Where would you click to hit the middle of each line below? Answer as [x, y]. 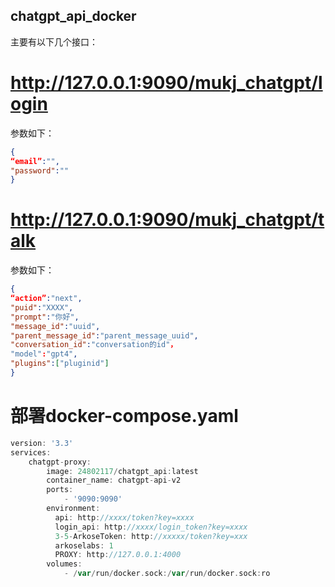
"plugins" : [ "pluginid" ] [60, 364]
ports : [60, 490]
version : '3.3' [42, 443]
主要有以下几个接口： [54, 41]
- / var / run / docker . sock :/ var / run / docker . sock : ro [167, 574]
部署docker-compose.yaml [124, 416]
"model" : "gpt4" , [44, 354]
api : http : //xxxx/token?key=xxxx [124, 517]
